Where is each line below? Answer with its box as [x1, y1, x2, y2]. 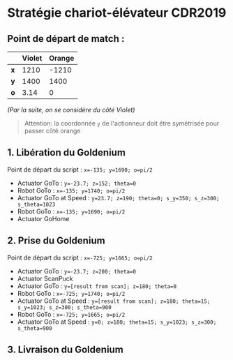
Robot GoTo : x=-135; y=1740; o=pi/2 [17, 186, 126, 195]
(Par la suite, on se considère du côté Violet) [7, 106, 135, 114]
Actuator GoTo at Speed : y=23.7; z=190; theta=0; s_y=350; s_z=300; [17, 193, 220, 202]
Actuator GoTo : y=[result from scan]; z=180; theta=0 [17, 281, 176, 290]
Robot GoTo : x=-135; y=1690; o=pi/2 [17, 207, 126, 216]
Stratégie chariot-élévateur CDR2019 [7, 5, 227, 21]
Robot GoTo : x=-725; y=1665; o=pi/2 [17, 310, 126, 318]
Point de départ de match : [7, 33, 125, 45]
